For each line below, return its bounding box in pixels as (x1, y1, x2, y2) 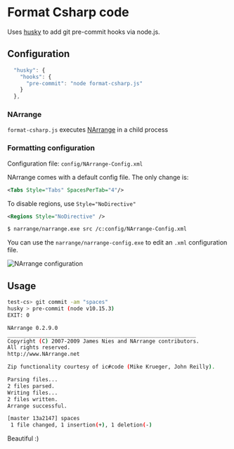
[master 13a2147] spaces (7, 415, 80, 422)
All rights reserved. (7, 344, 71, 351)
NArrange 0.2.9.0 (7, 324, 58, 331)
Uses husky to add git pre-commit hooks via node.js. (7, 27, 160, 36)
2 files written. (7, 395, 58, 402)
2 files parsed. (7, 382, 55, 390)
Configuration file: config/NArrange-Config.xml (7, 159, 143, 168)
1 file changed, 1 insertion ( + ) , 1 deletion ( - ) (10, 422, 152, 429)
